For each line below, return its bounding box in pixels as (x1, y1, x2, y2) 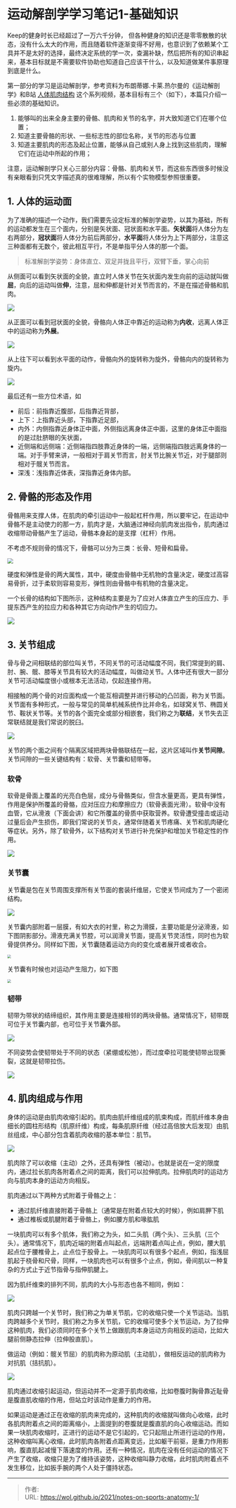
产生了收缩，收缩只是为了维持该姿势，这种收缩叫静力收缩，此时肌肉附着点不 (7, 1454, 229, 1463)
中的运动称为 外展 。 (7, 326, 63, 335)
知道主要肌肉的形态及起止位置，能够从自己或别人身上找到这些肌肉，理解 (17, 140, 227, 149)
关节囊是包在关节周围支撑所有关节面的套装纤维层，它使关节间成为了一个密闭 (7, 885, 229, 894)
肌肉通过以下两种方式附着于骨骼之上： (7, 1191, 118, 1199)
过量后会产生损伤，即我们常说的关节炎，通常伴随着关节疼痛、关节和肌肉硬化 (7, 818, 229, 827)
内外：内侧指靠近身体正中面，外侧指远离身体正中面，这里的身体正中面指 (17, 424, 227, 433)
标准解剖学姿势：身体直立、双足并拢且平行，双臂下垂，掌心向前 (24, 257, 209, 265)
